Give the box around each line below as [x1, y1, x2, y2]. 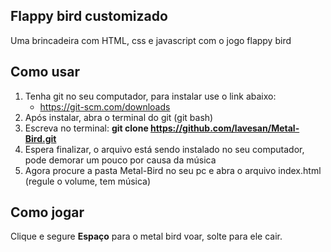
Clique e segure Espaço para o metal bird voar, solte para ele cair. [10, 230, 283, 243]
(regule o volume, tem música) [24, 175, 152, 187]
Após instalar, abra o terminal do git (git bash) [24, 111, 214, 123]
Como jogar [10, 204, 85, 221]
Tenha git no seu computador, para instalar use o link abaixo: [24, 90, 277, 102]
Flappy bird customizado [10, 8, 168, 25]
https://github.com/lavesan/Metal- [150, 122, 300, 134]
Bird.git [24, 132, 57, 144]
